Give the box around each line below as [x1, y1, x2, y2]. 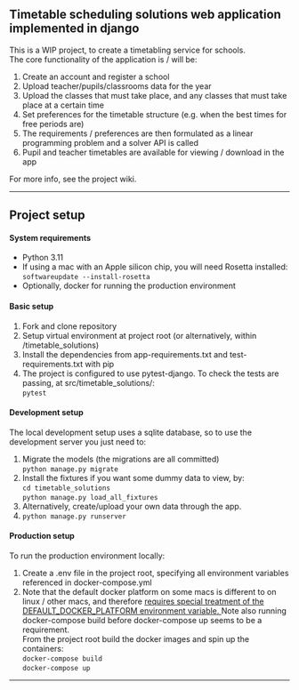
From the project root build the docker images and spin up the [21, 634, 250, 645]
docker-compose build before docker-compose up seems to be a [21, 615, 263, 626]
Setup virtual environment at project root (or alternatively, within [21, 330, 257, 341]
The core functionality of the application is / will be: [9, 53, 198, 65]
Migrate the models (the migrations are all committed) [21, 453, 220, 464]
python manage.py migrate [21, 464, 118, 474]
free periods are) [21, 118, 85, 129]
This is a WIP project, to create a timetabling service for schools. [9, 44, 246, 55]
